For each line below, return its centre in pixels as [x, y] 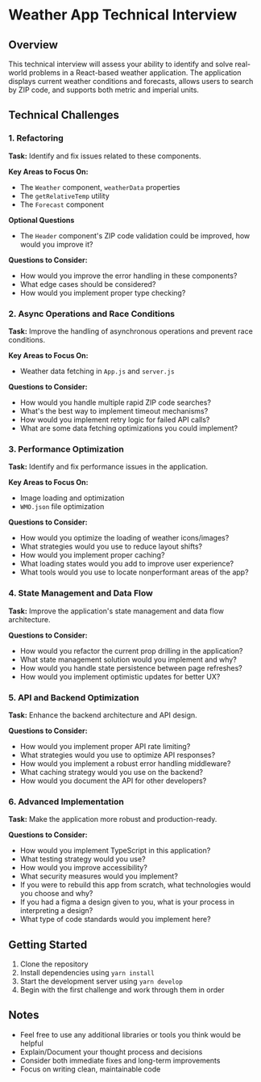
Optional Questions [41, 220]
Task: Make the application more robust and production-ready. [113, 819]
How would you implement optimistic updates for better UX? [120, 676]
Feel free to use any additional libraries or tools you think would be [130, 1034]
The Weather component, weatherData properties [100, 187]
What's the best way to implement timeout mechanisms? [114, 410]
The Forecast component [62, 204]
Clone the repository [54, 964]
